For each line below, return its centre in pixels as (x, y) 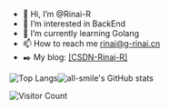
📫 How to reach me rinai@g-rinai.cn (91, 44)
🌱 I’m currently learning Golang (80, 33)
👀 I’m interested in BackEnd (74, 24)
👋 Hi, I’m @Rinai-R (56, 14)
